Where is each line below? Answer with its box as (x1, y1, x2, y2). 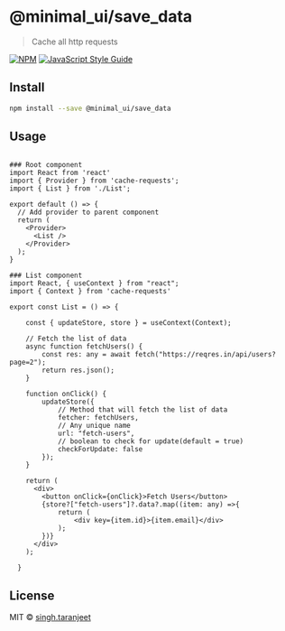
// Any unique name (57, 422, 131, 431)
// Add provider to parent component (17, 208, 160, 218)
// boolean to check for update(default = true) (57, 437, 244, 446)
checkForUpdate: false (57, 445, 143, 454)
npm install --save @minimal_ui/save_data (9, 104, 171, 113)
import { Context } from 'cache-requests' (9, 287, 171, 296)
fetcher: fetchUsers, (57, 413, 140, 422)
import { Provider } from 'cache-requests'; (9, 176, 179, 186)
